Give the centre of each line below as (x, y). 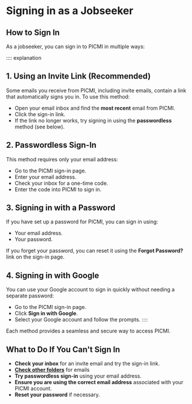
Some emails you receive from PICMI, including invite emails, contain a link (96, 90)
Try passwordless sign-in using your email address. (78, 376)
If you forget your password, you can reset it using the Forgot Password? (95, 251)
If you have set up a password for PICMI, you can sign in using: (82, 222)
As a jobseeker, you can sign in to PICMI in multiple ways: (76, 46)
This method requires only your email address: (62, 159)
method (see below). (40, 127)
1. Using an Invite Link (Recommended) (78, 77)
